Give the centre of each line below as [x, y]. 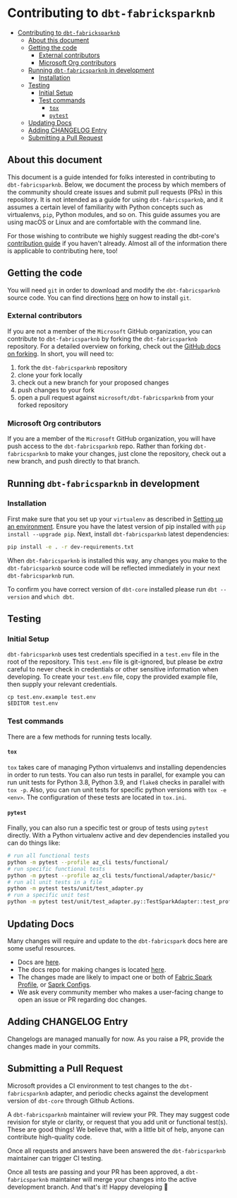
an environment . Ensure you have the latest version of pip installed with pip [117, 526]
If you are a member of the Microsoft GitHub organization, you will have [112, 439]
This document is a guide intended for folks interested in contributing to [111, 177]
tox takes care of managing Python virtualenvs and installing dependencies [117, 767]
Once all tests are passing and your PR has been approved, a [96, 1172]
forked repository [43, 405]
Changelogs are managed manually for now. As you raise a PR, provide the [116, 1039]
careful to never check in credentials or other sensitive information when [113, 669]
